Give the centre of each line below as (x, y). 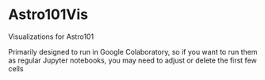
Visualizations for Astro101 (51, 36)
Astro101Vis (48, 15)
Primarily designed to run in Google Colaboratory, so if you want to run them (133, 51)
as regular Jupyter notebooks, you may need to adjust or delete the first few (132, 60)
